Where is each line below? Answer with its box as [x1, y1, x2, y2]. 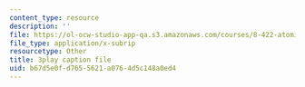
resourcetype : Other [9, 47, 88, 56]
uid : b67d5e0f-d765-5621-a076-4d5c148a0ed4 [9, 64, 177, 73]
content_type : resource [9, 13, 100, 23]
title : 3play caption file [9, 55, 112, 64]
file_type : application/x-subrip [9, 38, 136, 48]
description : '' [9, 22, 71, 31]
